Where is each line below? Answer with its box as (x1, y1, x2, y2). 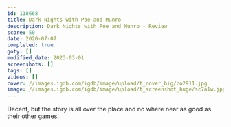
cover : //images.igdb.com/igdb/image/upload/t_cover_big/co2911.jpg (7, 80, 208, 87)
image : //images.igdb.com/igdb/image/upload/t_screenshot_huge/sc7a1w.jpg (7, 86, 226, 93)
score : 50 (7, 29, 36, 36)
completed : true (7, 42, 54, 48)
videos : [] (7, 73, 38, 81)
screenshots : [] (7, 61, 54, 68)
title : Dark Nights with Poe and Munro (7, 16, 122, 23)
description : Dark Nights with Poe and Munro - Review (7, 23, 168, 29)
